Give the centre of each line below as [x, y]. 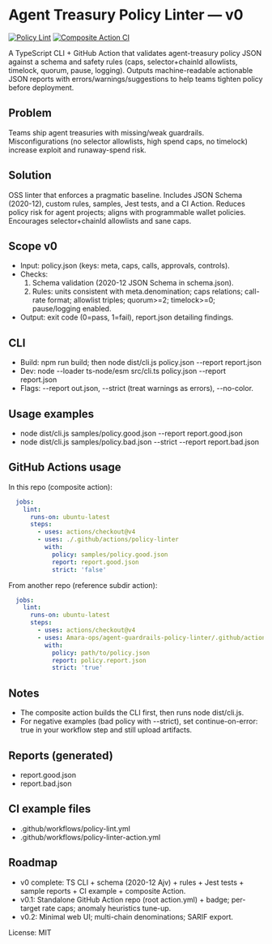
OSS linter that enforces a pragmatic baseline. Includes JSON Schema [125, 195]
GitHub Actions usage [65, 468]
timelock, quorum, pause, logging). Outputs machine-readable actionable [131, 70]
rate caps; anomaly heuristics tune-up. [106, 908]
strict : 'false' [79, 569]
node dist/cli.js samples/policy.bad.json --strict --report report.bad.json [140, 442]
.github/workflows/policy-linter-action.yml [90, 837]
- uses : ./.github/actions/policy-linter [108, 540]
